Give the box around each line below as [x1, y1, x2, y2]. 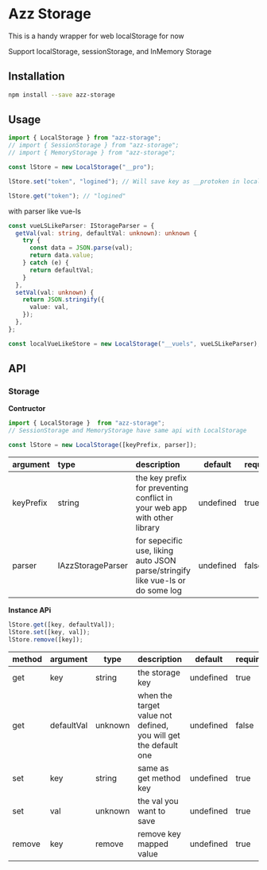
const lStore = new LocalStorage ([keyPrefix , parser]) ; [8, 441, 197, 449]
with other [135, 512, 174, 523]
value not [137, 710, 172, 721]
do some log [135, 585, 183, 596]
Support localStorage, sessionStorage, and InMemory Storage [8, 46, 212, 56]
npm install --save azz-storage [8, 91, 115, 99]
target [137, 700, 161, 711]
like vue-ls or [135, 575, 186, 586]
